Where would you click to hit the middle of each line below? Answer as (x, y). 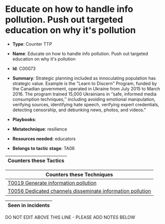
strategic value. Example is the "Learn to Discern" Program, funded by (84, 83)
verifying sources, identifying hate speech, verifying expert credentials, (86, 104)
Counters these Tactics (36, 160)
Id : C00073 (24, 69)
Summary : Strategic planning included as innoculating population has (84, 78)
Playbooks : (24, 119)
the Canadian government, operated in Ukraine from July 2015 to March (86, 88)
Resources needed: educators (44, 139)
